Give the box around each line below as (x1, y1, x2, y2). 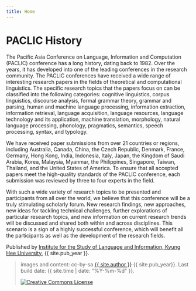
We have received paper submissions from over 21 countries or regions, (6, 139, 180, 147)
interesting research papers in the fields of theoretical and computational (6, 78, 183, 85)
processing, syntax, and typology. (6, 128, 88, 135)
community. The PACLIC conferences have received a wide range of (6, 72, 171, 79)
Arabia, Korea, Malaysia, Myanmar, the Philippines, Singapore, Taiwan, (6, 158, 176, 165)
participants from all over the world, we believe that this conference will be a (6, 194, 190, 201)
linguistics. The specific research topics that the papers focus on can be (6, 84, 180, 92)
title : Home (6, 8, 35, 15)
